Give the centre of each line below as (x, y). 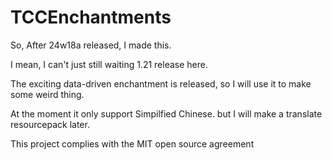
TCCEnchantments (91, 17)
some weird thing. (47, 94)
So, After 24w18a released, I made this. (91, 45)
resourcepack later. (50, 124)
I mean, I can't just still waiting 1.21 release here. (109, 64)
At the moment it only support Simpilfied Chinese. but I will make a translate (166, 113)
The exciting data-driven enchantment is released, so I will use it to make (161, 83)
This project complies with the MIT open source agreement (132, 143)
